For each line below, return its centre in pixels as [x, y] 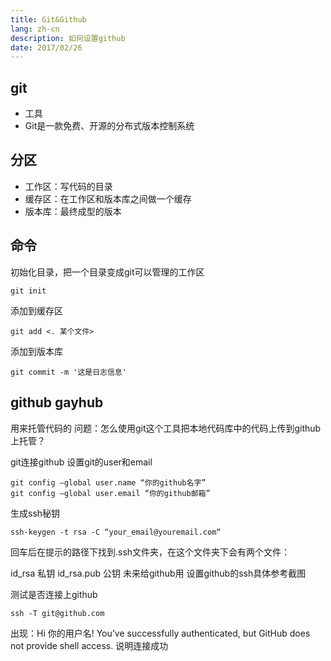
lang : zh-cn [35, 29]
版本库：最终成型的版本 [73, 211]
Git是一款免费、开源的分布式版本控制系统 [109, 126]
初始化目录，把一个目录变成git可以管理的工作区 [107, 272]
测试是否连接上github [54, 594]
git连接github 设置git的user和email [81, 462]
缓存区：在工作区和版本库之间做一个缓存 [108, 198]
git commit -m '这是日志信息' [68, 372]
